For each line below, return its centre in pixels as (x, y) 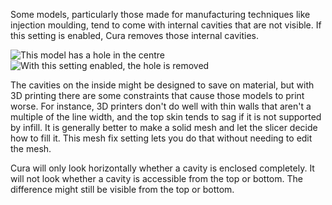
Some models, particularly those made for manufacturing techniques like (160, 14)
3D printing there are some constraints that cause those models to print (157, 95)
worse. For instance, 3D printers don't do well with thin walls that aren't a (161, 106)
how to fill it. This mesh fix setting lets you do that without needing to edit (161, 138)
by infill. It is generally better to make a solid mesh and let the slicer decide (164, 127)
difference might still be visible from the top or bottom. (122, 189)
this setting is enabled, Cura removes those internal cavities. (134, 35)
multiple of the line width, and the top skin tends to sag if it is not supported (166, 117)
